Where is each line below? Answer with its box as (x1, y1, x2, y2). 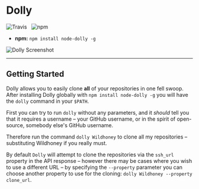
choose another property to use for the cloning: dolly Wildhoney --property (6, 170, 192, 177)
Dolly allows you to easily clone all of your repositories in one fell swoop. (6, 84, 184, 92)
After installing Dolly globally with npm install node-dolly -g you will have (6, 91, 188, 98)
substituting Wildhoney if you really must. (6, 139, 108, 146)
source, (6, 121, 25, 128)
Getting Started (6, 69, 65, 79)
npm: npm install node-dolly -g (14, 34, 96, 42)
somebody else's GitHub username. (25, 121, 114, 128)
